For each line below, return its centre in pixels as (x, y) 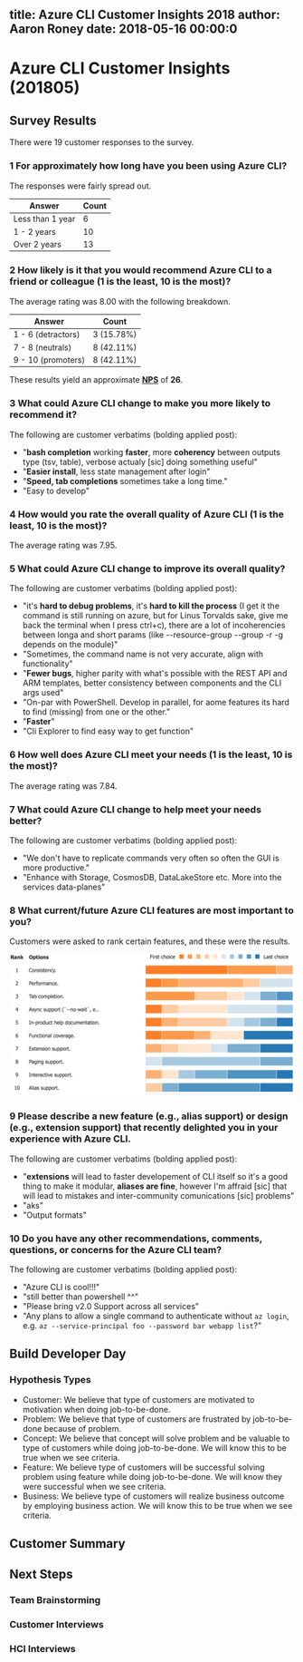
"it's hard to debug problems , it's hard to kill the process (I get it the (151, 606)
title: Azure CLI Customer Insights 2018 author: (145, 15)
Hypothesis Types (51, 1380)
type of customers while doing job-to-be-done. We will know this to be (154, 1448)
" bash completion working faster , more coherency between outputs (151, 452)
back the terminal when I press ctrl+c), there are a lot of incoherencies (154, 626)
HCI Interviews (43, 1649)
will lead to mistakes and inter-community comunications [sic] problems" (158, 1195)
